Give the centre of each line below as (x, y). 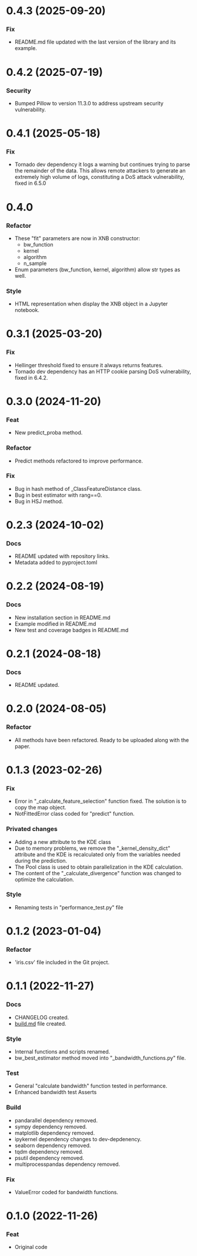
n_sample (35, 263)
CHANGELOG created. (42, 1017)
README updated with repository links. (62, 556)
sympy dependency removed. (51, 1127)
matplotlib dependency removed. (55, 1133)
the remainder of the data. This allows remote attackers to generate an (100, 171)
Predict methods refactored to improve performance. (79, 461)
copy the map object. (40, 808)
